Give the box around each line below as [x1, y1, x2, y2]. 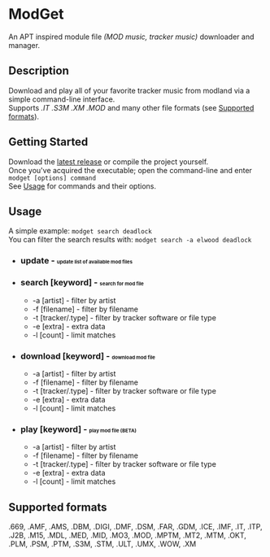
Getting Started [8, 135, 89, 149]
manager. [8, 40, 41, 50]
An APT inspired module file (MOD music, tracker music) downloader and [8, 32, 255, 41]
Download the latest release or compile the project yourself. [8, 156, 209, 167]
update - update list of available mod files [20, 255, 133, 267]
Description [8, 64, 69, 78]
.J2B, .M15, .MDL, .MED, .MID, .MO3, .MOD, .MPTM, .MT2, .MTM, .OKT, [8, 530, 246, 540]
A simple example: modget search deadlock [8, 226, 152, 236]
